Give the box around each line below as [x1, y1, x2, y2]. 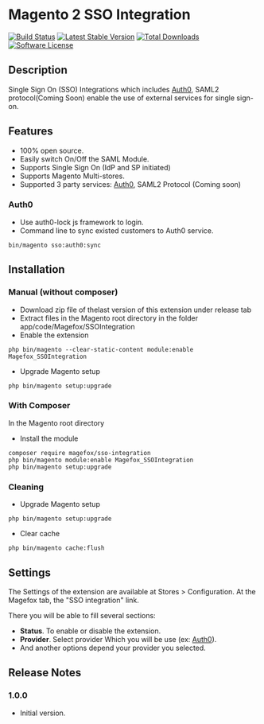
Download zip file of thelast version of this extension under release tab [19, 305, 252, 314]
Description [8, 64, 68, 77]
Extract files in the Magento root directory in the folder [19, 313, 199, 323]
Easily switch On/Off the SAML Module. [19, 154, 149, 164]
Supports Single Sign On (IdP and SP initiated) [19, 162, 171, 172]
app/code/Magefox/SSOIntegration [19, 321, 135, 331]
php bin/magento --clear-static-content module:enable [8, 345, 194, 353]
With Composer [8, 400, 71, 411]
